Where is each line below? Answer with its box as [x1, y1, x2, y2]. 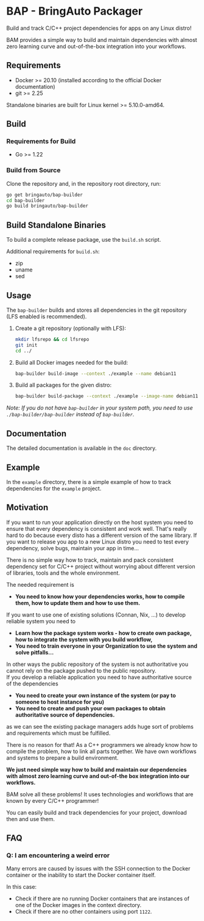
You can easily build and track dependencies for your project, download [6, 808, 187, 816]
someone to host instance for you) [15, 698, 105, 706]
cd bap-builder [6, 197, 45, 203]
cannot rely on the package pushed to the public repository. [6, 667, 157, 674]
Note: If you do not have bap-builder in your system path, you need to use [6, 404, 193, 411]
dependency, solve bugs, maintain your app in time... [6, 544, 139, 552]
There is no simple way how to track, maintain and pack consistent [6, 556, 174, 564]
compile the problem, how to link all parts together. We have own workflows [6, 748, 197, 755]
